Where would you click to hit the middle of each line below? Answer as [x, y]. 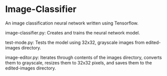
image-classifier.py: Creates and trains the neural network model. [72, 32]
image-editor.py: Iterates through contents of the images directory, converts [83, 57]
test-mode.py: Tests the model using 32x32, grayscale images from [75, 42]
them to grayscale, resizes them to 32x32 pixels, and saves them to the [79, 62]
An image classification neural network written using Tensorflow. [72, 23]
